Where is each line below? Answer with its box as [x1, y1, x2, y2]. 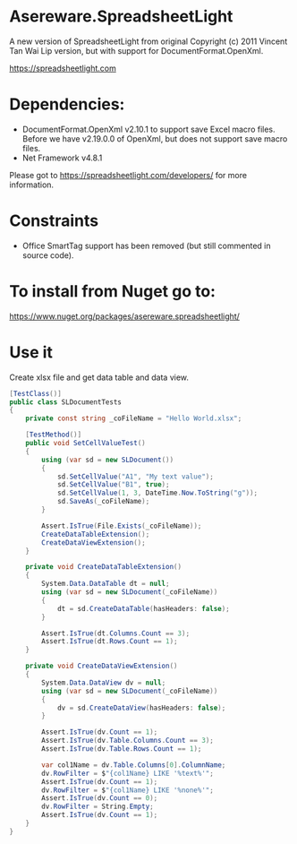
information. [9, 179, 55, 190]
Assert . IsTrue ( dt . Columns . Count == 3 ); [41, 629, 191, 638]
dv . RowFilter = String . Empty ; [41, 802, 154, 812]
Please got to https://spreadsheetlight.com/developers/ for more [9, 169, 248, 180]
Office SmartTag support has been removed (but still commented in [21, 240, 271, 251]
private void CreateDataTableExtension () [25, 563, 182, 572]
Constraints [9, 211, 99, 231]
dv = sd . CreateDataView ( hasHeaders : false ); [56, 703, 226, 712]
